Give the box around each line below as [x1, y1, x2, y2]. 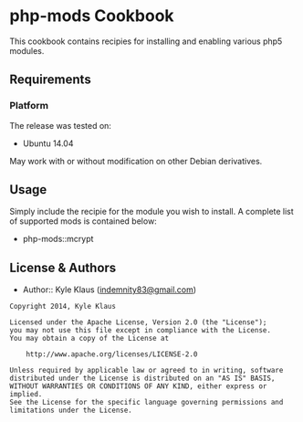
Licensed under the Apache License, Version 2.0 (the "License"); [9, 318, 267, 327]
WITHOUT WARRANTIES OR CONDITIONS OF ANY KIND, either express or [9, 382, 267, 391]
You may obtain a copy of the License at [9, 334, 170, 343]
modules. [9, 45, 45, 56]
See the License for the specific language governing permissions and [9, 398, 284, 407]
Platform [9, 100, 48, 112]
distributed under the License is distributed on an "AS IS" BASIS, [9, 374, 276, 384]
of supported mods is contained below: [9, 216, 157, 227]
